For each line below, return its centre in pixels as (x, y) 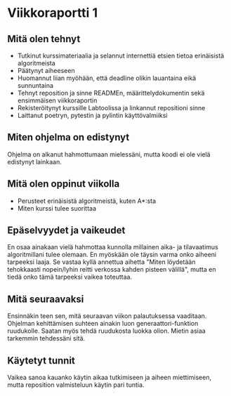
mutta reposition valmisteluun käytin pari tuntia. (76, 385)
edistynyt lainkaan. (34, 161)
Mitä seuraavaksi (46, 299)
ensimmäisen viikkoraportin (57, 100)
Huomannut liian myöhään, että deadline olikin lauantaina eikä (107, 78)
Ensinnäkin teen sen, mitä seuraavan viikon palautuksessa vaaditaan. (107, 316)
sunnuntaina (35, 85)
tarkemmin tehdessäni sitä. (46, 338)
